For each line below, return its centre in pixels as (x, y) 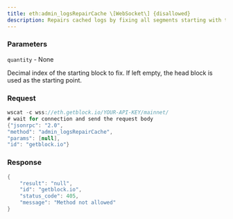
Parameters (27, 44)
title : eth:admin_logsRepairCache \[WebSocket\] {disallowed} (99, 14)
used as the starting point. (44, 80)
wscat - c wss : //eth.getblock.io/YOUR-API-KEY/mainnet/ (88, 113)
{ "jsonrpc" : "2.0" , (35, 125)
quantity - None (31, 59)
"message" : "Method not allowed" (68, 203)
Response (24, 162)
